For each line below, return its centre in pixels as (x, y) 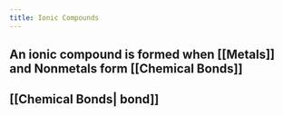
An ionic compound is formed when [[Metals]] (142, 55)
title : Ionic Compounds (54, 18)
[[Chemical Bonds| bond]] (84, 99)
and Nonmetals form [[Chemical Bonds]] (126, 69)
